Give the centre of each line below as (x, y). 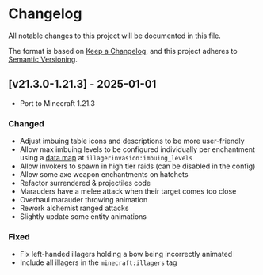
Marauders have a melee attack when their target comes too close (128, 191)
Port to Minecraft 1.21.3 (57, 103)
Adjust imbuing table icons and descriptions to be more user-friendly (132, 141)
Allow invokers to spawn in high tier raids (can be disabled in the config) (137, 166)
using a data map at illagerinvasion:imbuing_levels (106, 158)
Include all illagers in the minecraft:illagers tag (98, 262)
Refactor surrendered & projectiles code (85, 183)
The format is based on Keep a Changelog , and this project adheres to (123, 51)
